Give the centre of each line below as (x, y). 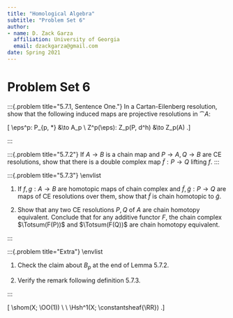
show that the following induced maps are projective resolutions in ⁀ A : (109, 114)
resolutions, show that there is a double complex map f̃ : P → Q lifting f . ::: (113, 162)
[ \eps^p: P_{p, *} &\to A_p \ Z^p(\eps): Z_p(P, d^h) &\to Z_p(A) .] (99, 127)
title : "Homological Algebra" (51, 14)
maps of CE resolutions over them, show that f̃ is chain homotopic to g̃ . (119, 196)
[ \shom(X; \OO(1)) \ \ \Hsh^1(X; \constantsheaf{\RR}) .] (86, 307)
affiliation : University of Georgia (67, 40)
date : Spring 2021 (34, 53)
